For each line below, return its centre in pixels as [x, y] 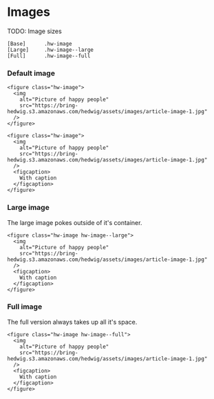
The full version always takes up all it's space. [72, 322]
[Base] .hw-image [40, 43]
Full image [25, 306]
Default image [31, 73]
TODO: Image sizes [34, 31]
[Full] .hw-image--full [49, 56]
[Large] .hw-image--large [51, 50]
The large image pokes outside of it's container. [75, 222]
